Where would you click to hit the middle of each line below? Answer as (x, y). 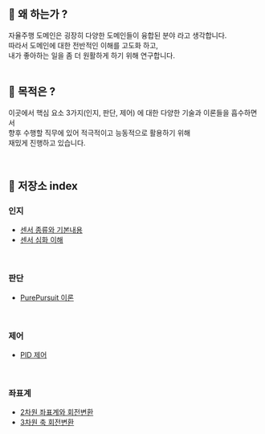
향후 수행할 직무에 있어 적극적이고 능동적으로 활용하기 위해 (100, 133)
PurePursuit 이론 (47, 297)
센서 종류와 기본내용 (51, 230)
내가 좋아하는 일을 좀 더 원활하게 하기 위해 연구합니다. (92, 55)
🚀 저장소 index (43, 186)
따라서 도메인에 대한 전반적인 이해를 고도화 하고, (84, 45)
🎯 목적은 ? (32, 92)
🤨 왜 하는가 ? (38, 14)
